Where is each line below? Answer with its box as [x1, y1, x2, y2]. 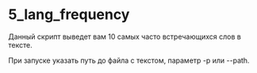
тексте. [8, 40, 33, 49]
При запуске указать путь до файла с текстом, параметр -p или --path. [8, 56, 250, 65]
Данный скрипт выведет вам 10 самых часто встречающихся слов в [8, 32, 242, 41]
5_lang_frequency [8, 6, 130, 24]
